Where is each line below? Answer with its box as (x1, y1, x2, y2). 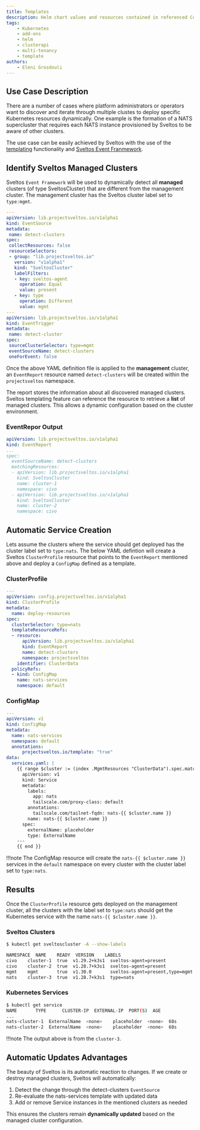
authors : (6, 59, 28, 65)
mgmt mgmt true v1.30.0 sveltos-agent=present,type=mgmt (6, 969, 193, 975)
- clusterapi (17, 42, 49, 48)
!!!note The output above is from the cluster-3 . (6, 1035, 121, 1042)
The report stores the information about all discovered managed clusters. (6, 389, 186, 396)
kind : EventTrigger (6, 320, 55, 326)
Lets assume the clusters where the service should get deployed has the (6, 541, 185, 548)
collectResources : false (8, 242, 70, 248)
